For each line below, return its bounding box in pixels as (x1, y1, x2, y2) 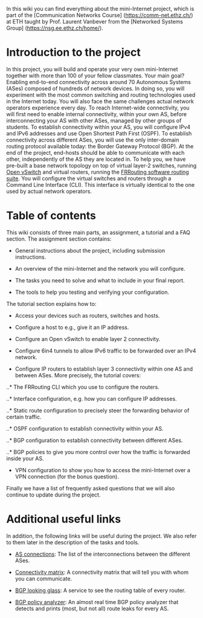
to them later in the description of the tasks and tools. (6, 538, 140, 546)
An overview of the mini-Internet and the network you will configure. (14, 265, 185, 272)
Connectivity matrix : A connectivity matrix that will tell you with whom (14, 568, 189, 576)
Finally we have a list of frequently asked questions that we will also (6, 484, 175, 492)
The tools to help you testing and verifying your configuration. (14, 288, 170, 296)
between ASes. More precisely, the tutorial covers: (14, 371, 141, 379)
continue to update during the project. (6, 491, 101, 498)
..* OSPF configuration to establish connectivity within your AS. (6, 424, 164, 432)
